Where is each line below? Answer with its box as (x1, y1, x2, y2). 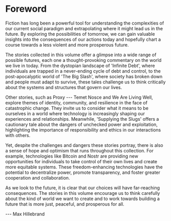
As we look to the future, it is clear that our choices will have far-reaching (5, 185, 160, 191)
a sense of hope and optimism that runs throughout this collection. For (5, 147, 154, 153)
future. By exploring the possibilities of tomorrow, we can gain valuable (5, 31, 155, 37)
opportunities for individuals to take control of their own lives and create (5, 158, 158, 164)
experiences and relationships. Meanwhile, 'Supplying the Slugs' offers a (5, 116, 159, 122)
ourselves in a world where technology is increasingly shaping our (5, 110, 145, 117)
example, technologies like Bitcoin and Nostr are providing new (5, 153, 138, 159)
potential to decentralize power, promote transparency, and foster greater (5, 169, 160, 175)
